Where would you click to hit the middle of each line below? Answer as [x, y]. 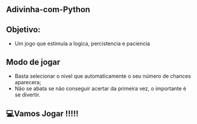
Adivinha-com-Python [48, 10]
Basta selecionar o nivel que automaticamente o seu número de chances [103, 76]
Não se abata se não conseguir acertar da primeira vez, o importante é [100, 89]
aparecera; [28, 82]
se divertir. [27, 95]
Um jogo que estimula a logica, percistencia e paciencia [82, 44]
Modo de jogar [33, 62]
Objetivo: [24, 30]
